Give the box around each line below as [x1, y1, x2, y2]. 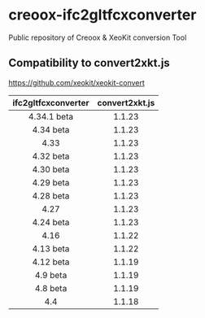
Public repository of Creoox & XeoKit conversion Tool [8, 33, 187, 42]
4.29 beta [32, 176, 70, 188]
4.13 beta [32, 242, 70, 254]
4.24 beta [32, 216, 70, 228]
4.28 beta [32, 189, 70, 201]
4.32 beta [32, 150, 70, 162]
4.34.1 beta [28, 111, 74, 122]
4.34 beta [32, 124, 70, 135]
